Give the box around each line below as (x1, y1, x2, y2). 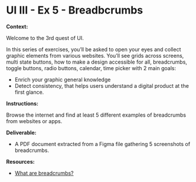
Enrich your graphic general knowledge (14, 76, 111, 83)
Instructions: (6, 100, 39, 107)
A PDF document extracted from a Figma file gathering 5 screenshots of (14, 140, 191, 147)
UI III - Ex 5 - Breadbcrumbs (6, 4, 143, 17)
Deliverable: (6, 129, 37, 136)
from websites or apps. (6, 117, 63, 124)
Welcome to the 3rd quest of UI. (6, 34, 84, 41)
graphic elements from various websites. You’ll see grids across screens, (6, 52, 184, 59)
